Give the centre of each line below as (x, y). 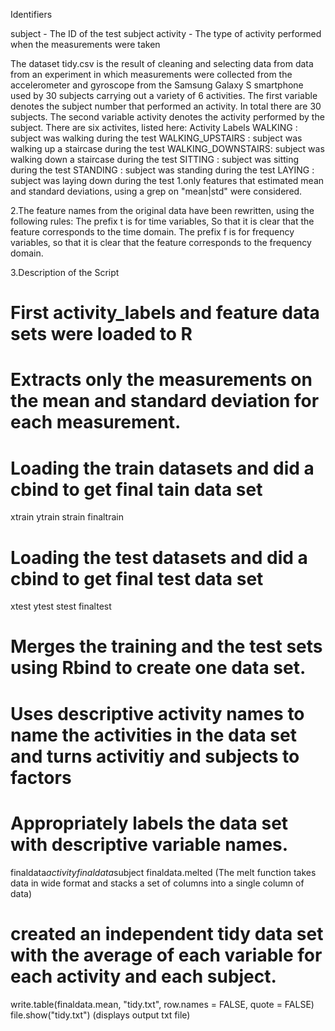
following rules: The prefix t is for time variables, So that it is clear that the (162, 221)
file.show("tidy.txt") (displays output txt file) (100, 1015)
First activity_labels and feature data (165, 313)
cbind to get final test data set (137, 578)
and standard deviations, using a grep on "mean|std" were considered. (156, 191)
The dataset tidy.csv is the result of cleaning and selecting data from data (162, 63)
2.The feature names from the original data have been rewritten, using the (162, 210)
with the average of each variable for (166, 955)
